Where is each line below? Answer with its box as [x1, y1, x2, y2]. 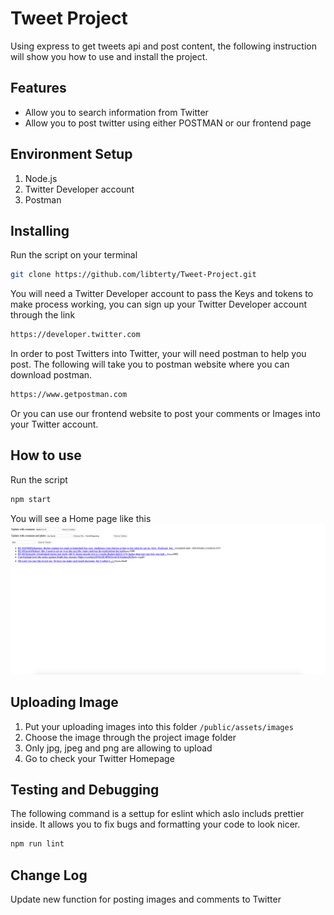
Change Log [10, 867, 88, 884]
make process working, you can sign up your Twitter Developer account [10, 298, 307, 311]
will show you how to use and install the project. [10, 50, 208, 62]
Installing [10, 222, 70, 239]
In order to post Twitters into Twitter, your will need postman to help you [10, 348, 307, 360]
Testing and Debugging [10, 782, 160, 799]
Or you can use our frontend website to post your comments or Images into [10, 408, 321, 419]
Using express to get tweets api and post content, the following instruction [10, 40, 317, 52]
